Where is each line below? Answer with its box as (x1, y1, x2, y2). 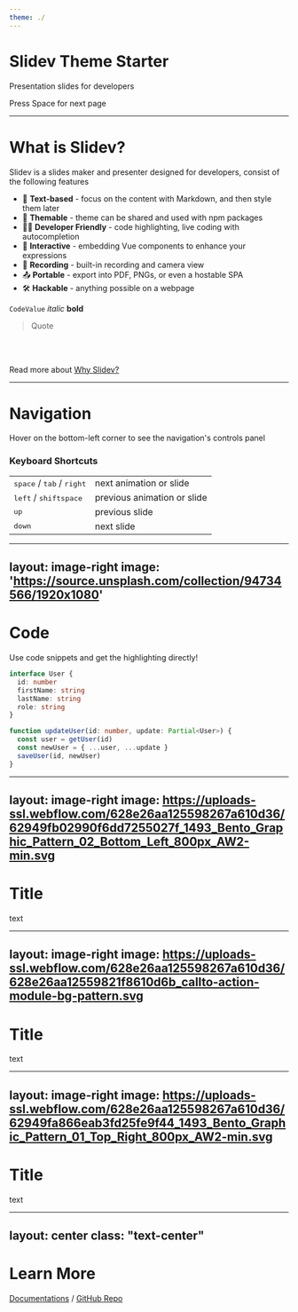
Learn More (9, 1264, 96, 1284)
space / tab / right (13, 477, 87, 489)
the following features (9, 176, 90, 186)
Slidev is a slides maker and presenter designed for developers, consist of (9, 166, 280, 178)
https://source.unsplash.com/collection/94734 (12, 573, 282, 589)
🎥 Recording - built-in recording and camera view (21, 259, 205, 270)
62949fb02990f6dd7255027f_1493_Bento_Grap (9, 820, 284, 835)
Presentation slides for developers (9, 81, 135, 91)
